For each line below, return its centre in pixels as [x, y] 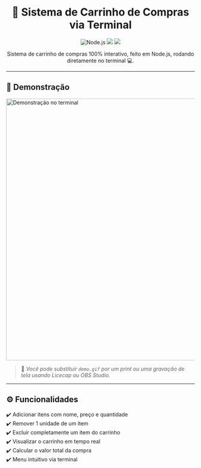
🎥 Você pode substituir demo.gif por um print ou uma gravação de [103, 369]
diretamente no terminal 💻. [100, 60]
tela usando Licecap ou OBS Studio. [66, 375]
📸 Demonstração [38, 87]
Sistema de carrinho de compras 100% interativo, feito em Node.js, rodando [100, 54]
